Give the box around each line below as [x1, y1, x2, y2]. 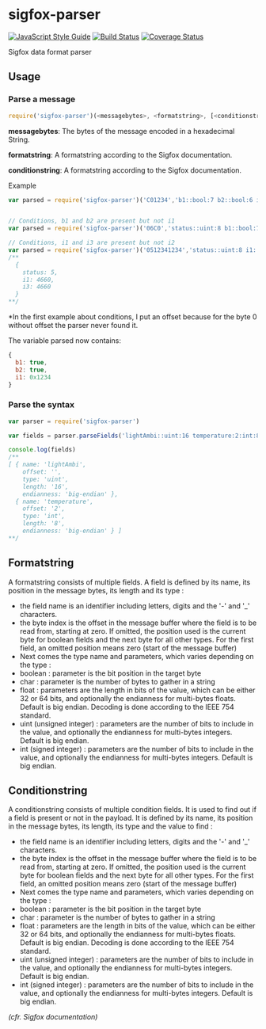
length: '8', [22, 520, 66, 528]
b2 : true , [15, 366, 47, 374]
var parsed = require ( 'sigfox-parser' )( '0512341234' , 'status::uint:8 [8, 246, 243, 254]
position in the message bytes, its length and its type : [8, 585, 184, 595]
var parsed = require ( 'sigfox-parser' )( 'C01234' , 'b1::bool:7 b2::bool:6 [8, 196, 253, 204]
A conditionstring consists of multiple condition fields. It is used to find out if [8, 805, 257, 814]
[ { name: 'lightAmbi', [8, 461, 87, 469]
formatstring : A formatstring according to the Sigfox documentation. [8, 150, 233, 159]
